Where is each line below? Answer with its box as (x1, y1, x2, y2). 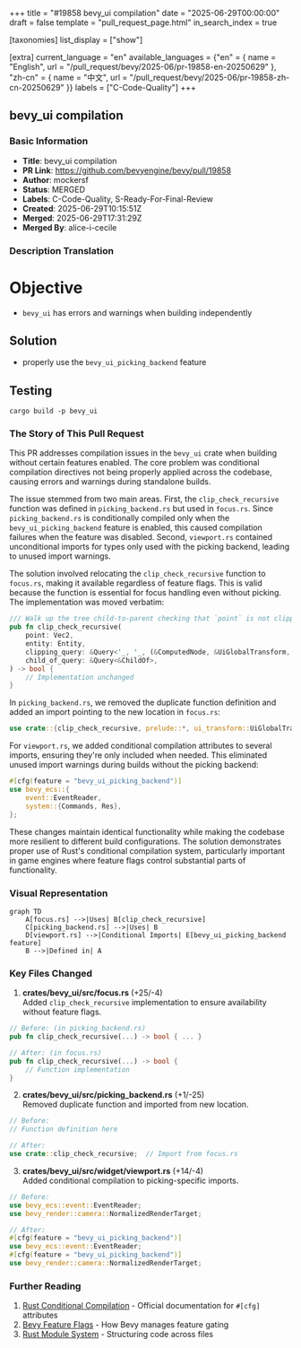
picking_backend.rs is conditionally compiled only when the (9, 513, 230, 524)
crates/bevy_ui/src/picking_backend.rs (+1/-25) (21, 1090, 205, 1100)
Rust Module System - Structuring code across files (21, 1329, 213, 1340)
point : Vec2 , (25, 631, 74, 640)
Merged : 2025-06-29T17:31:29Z (21, 213, 142, 223)
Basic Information (9, 135, 89, 147)
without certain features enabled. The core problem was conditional (9, 457, 260, 468)
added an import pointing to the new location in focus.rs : (9, 707, 221, 717)
